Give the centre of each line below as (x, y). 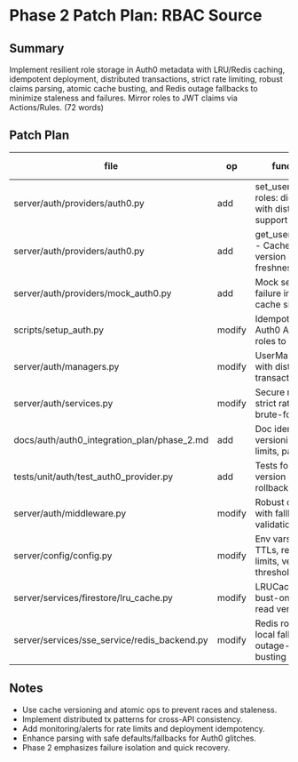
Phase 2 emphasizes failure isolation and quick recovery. (126, 747)
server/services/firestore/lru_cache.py (93, 598)
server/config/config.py (63, 555)
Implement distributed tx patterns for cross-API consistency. (132, 719)
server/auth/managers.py (67, 366)
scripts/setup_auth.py (59, 330)
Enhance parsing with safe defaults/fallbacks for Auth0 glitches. (139, 738)
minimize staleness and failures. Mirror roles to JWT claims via (123, 98)
